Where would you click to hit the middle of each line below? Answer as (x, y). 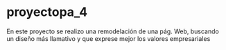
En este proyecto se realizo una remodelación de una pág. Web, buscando (113, 31)
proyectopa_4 (47, 12)
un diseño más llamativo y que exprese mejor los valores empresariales (108, 38)
